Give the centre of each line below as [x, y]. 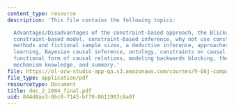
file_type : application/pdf [48, 78]
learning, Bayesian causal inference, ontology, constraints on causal [120, 52]
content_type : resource [42, 14]
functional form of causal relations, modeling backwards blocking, [115, 59]
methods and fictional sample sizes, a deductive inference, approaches [121, 46]
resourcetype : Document [42, 84]
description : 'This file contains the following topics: [92, 20]
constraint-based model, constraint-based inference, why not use [112, 39]
